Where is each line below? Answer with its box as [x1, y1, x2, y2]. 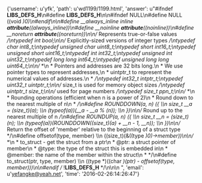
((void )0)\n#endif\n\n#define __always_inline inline [7, 18, 134, 25]
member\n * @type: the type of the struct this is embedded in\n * [7, 145, 168, 152]
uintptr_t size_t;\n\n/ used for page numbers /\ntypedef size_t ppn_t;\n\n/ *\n [7, 88, 195, 94]
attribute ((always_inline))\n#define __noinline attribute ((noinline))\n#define [7, 24, 194, 31]
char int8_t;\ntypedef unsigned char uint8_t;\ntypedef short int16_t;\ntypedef [7, 43, 196, 50]
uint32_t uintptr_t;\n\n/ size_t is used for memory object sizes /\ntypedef [7, 81, 185, 89]
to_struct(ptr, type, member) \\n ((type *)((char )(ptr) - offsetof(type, [7, 158, 175, 164]
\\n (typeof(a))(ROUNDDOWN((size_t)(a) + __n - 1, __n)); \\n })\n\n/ [16, 120, 180, 126]
